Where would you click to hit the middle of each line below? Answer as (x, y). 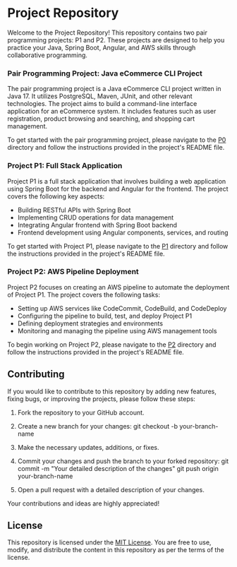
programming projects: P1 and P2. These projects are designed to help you (116, 40)
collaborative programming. (48, 55)
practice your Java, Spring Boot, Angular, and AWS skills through (102, 47)
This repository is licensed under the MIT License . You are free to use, (109, 542)
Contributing (36, 375)
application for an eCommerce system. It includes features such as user (112, 112)
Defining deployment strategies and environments (90, 323)
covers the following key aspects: (56, 196)
